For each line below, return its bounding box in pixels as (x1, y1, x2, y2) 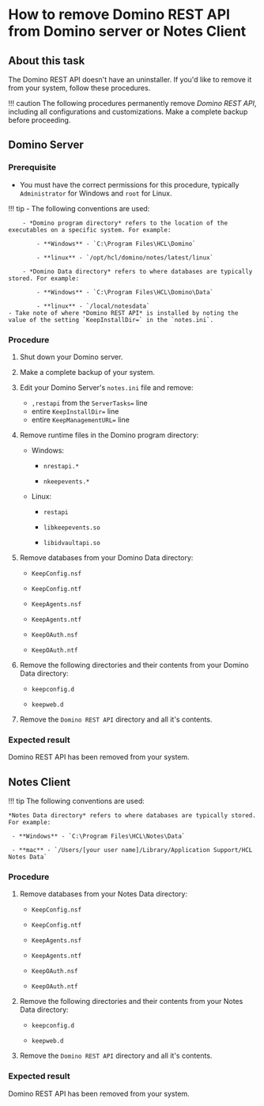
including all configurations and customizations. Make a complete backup (8, 107, 248, 116)
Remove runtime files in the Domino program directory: (19, 430, 199, 440)
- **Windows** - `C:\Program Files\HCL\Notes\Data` (11, 832, 186, 840)
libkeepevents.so (43, 524, 100, 532)
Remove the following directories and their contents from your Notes (19, 997, 243, 1006)
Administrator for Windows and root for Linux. (19, 188, 172, 198)
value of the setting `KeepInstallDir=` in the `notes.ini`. (8, 316, 214, 324)
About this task (8, 54, 85, 67)
